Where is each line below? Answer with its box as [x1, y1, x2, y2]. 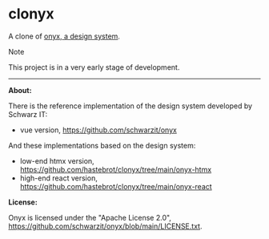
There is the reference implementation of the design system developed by [8, 101, 253, 111]
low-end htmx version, [19, 156, 94, 165]
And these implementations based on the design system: [8, 140, 196, 150]
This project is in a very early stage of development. [8, 62, 180, 72]
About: [8, 85, 32, 95]
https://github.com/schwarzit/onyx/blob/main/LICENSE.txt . [8, 221, 203, 231]
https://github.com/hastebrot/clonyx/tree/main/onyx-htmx [19, 164, 212, 174]
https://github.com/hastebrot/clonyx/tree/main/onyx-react [19, 181, 212, 191]
